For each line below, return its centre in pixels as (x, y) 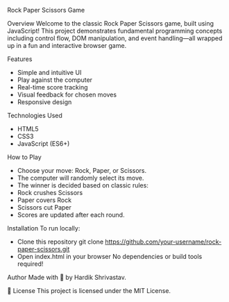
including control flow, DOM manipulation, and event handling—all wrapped (115, 38)
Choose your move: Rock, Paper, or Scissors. (82, 170)
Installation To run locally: (44, 228)
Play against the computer (54, 80)
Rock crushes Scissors (50, 193)
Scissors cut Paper (44, 207)
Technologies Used (35, 115)
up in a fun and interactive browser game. (67, 45)
